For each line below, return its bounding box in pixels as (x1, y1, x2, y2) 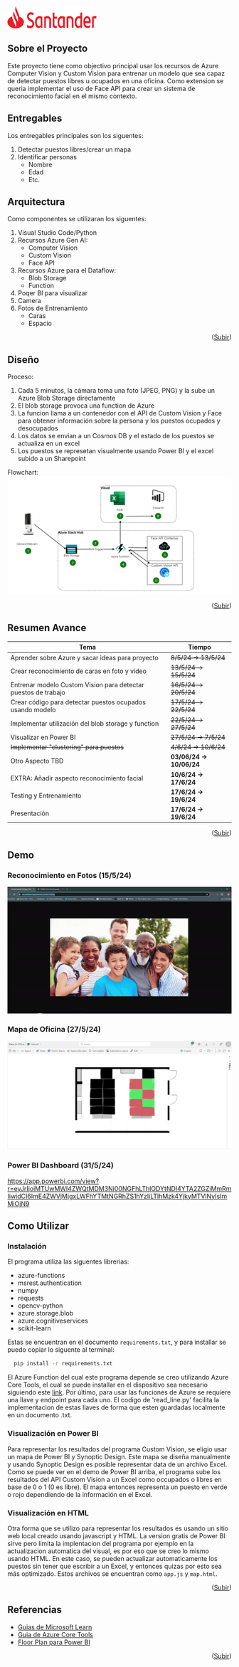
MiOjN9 (7, 1199, 30, 1208)
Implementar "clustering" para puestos (10, 743, 124, 751)
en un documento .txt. (7, 1411, 73, 1419)
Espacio (28, 319, 52, 328)
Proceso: (7, 373, 34, 381)
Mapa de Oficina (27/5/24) (7, 1025, 101, 1034)
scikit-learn (17, 1324, 51, 1333)
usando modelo (10, 706, 56, 714)
